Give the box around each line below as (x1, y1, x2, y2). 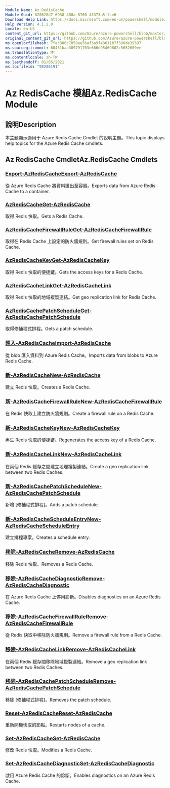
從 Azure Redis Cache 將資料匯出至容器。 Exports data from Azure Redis (5, 183, 156, 189)
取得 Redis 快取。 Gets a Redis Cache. (5, 213, 84, 219)
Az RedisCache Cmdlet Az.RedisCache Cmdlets (5, 155, 158, 164)
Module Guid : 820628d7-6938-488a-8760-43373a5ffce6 (5, 12, 116, 17)
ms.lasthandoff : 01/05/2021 (5, 59, 65, 65)
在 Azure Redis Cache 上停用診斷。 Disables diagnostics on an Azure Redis (5, 593, 161, 600)
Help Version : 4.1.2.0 (5, 21, 53, 27)
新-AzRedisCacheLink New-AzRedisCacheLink (5, 451, 122, 458)
